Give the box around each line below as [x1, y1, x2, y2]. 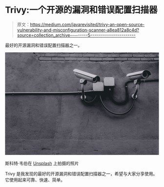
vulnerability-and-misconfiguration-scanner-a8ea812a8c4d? [17, 27, 139, 33]
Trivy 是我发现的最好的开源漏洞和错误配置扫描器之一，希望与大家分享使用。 [5, 170, 158, 176]
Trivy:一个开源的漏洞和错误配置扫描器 [5, 4, 158, 16]
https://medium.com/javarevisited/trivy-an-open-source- [30, 21, 145, 27]
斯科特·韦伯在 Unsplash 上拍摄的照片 [5, 160, 79, 166]
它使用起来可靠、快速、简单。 [5, 177, 65, 183]
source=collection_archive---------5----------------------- [17, 32, 136, 38]
